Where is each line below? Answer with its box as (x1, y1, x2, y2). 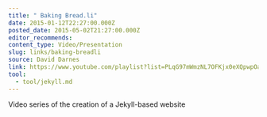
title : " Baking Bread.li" (8, 11, 98, 20)
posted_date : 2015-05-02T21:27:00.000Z (8, 26, 141, 34)
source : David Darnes (8, 56, 80, 64)
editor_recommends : (8, 33, 73, 42)
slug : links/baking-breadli (8, 48, 102, 56)
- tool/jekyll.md (15, 77, 73, 85)
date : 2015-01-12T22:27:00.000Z (8, 19, 115, 27)
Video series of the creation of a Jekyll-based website (8, 100, 186, 109)
